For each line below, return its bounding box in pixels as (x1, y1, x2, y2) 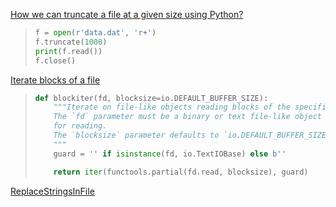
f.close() (34, 55, 77, 66)
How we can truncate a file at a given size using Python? (10, 9, 244, 20)
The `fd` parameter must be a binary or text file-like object (53, 112, 322, 122)
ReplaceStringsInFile (10, 185, 95, 197)
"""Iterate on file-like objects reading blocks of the (53, 102, 291, 113)
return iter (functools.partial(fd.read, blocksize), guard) (53, 167, 309, 177)
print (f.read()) (34, 46, 103, 56)
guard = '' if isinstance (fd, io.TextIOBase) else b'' (53, 149, 287, 159)
